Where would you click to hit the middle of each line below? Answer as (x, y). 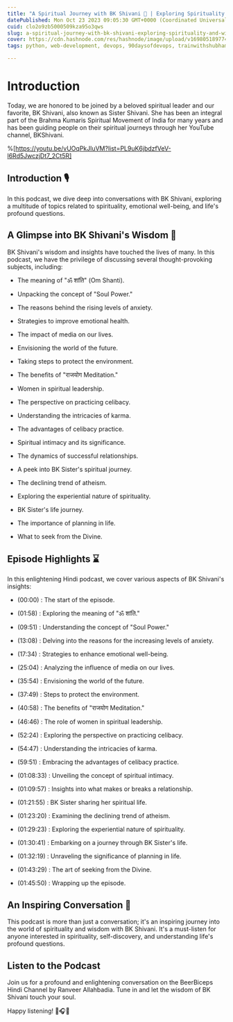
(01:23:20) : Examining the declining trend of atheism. (94, 816)
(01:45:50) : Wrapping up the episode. (71, 883)
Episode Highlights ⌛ (53, 559)
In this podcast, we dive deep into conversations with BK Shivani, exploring (114, 198)
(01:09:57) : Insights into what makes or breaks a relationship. (105, 789)
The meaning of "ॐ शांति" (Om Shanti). (71, 280)
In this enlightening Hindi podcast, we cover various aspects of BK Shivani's (116, 579)
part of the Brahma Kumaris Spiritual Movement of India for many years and (115, 120)
